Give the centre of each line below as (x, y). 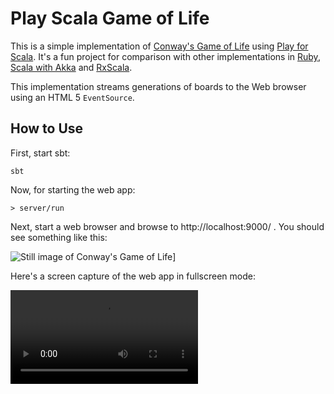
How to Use (47, 128)
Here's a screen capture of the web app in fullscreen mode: (133, 276)
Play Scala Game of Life (110, 18)
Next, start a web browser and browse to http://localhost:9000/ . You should (167, 226)
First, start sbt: (40, 153)
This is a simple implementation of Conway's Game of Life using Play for (159, 46)
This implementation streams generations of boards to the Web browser (158, 86)
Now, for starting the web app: (73, 189)
